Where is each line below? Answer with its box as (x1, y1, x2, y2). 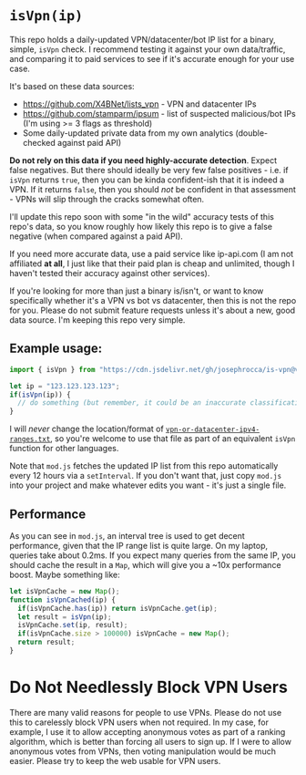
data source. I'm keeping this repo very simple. (9, 314, 186, 325)
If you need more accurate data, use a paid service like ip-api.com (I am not (9, 248, 294, 259)
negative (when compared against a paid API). (9, 231, 184, 242)
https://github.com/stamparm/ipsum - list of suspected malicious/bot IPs (22, 108, 296, 119)
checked (22, 137, 56, 148)
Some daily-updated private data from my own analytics (22, 127, 234, 139)
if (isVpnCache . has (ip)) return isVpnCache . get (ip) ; (17, 604, 219, 613)
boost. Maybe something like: (9, 569, 120, 580)
